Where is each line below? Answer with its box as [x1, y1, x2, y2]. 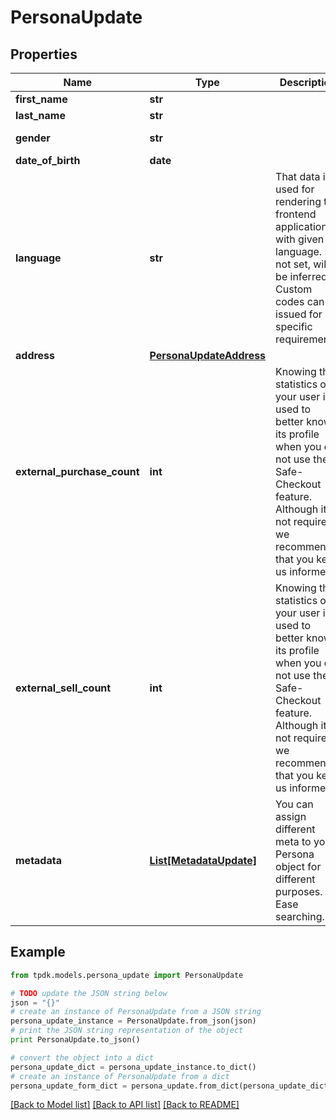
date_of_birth [15, 154, 81, 167]
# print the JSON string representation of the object [10, 1026, 244, 1036]
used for [275, 182, 315, 196]
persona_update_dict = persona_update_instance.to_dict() [10, 1062, 257, 1072]
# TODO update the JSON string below [10, 988, 168, 998]
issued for [275, 307, 323, 321]
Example [10, 944, 66, 961]
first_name [15, 92, 68, 106]
